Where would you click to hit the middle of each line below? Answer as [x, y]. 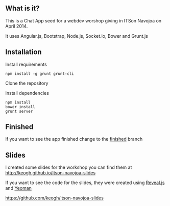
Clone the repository [27, 83]
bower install [20, 107]
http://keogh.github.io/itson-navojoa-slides [51, 173]
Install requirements [26, 64]
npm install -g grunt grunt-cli [40, 73]
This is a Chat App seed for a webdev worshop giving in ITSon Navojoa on [83, 20]
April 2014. [17, 26]
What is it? [22, 8]
